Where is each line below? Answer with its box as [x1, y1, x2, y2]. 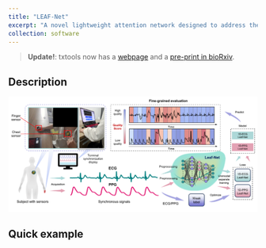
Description [8, 75, 67, 89]
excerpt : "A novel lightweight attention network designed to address [8, 21, 246, 29]
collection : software [8, 29, 80, 37]
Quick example [8, 227, 84, 241]
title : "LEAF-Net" [8, 13, 69, 21]
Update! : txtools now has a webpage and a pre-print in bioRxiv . [27, 52, 235, 62]
